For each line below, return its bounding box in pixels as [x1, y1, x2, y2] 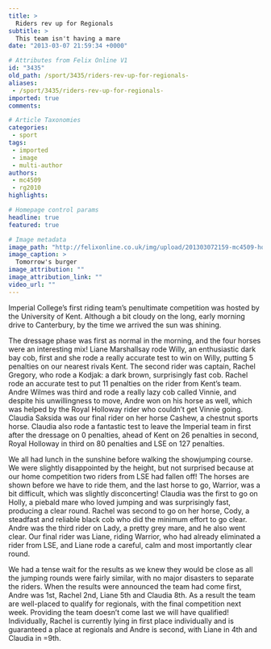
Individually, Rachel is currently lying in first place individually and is [8, 616, 234, 626]
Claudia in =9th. [8, 633, 62, 643]
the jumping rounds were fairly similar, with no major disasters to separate [8, 573, 254, 583]
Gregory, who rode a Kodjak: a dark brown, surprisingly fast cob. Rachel [8, 369, 248, 380]
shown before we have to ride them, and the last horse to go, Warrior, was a [8, 480, 261, 490]
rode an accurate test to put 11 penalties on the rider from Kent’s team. [8, 378, 242, 388]
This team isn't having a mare [15, 34, 121, 43]
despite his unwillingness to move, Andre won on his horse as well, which [8, 395, 252, 405]
